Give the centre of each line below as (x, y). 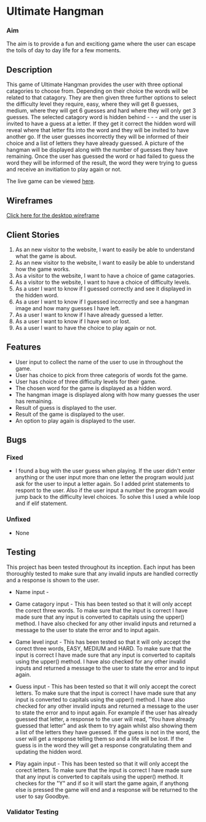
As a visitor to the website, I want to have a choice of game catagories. (105, 275)
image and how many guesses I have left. (68, 308)
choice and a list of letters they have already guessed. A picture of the (95, 143)
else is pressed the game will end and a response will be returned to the (106, 789)
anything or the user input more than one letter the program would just (105, 477)
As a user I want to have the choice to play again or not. (86, 327)
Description (29, 70)
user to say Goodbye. (42, 796)
